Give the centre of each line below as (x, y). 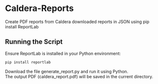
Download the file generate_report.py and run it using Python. (67, 71)
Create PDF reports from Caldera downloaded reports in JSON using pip (77, 22)
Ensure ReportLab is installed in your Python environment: (63, 53)
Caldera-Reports (39, 8)
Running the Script (34, 42)
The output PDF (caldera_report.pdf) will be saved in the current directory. (79, 76)
